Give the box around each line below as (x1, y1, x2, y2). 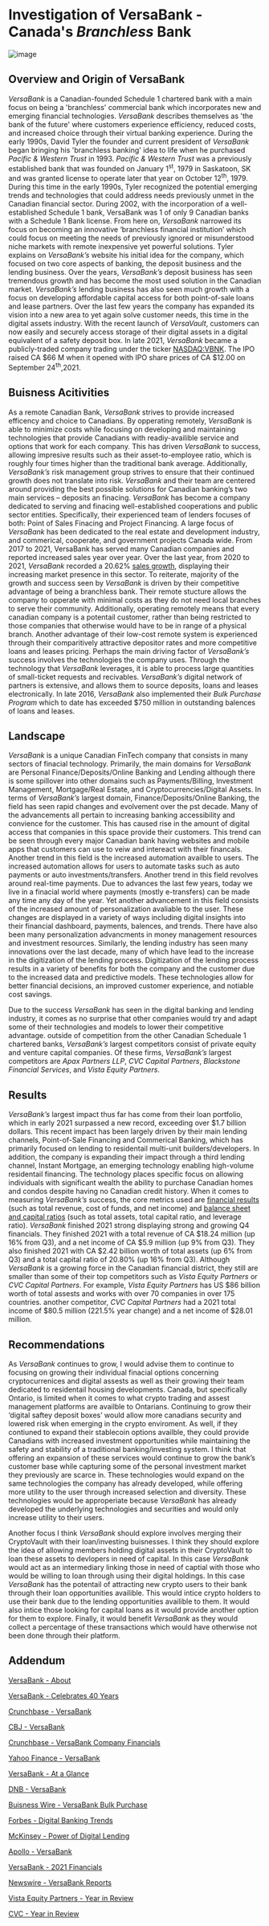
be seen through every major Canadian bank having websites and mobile (8, 836, 251, 845)
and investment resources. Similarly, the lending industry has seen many (8, 938, 249, 948)
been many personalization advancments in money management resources (8, 930, 258, 939)
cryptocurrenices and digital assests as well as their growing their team (8, 1376, 245, 1385)
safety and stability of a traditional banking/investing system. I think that (8, 1444, 247, 1454)
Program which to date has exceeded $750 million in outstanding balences (8, 697, 255, 707)
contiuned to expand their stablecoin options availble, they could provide (8, 1427, 250, 1437)
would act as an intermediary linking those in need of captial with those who (8, 1562, 260, 1572)
